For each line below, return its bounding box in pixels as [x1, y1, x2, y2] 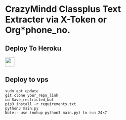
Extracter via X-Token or [5, 14, 107, 25]
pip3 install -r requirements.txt [5, 101, 77, 107]
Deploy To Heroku [5, 44, 62, 52]
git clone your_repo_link [5, 93, 58, 98]
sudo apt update [5, 88, 39, 93]
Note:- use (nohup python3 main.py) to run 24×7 [5, 110, 107, 115]
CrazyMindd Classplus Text [5, 3, 121, 15]
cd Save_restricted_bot [5, 97, 54, 102]
